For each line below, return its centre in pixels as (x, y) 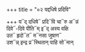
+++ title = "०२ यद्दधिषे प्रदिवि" (39, 9)
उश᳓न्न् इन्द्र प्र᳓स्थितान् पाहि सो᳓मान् (40, 42)
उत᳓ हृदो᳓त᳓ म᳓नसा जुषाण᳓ (34, 35)
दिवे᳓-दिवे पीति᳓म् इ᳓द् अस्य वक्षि (38, 28)
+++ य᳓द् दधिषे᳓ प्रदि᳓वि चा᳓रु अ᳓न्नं (42, 22)
